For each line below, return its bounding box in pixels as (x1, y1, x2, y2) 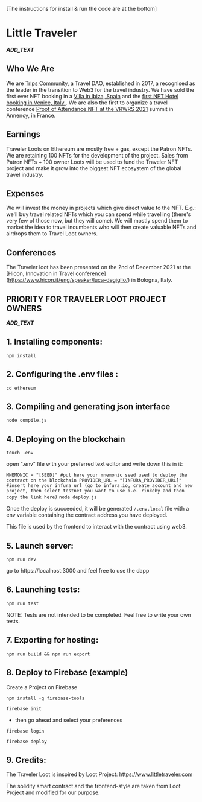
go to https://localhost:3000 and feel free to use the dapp (6, 567, 150, 574)
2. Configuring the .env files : (6, 369, 119, 380)
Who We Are (6, 63, 55, 74)
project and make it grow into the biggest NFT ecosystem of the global (6, 164, 182, 171)
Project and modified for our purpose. (6, 789, 101, 796)
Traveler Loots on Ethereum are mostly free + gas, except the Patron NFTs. (6, 145, 192, 153)
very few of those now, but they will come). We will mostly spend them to (6, 217, 188, 224)
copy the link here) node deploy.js (6, 494, 98, 500)
